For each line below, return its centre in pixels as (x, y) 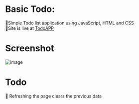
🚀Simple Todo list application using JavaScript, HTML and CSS (70, 23)
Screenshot (30, 49)
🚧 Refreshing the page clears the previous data (54, 96)
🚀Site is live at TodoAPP (30, 28)
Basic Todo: (30, 9)
